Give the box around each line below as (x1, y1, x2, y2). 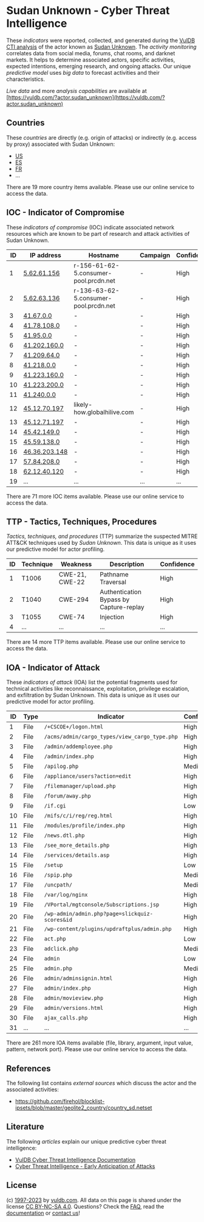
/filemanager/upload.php (44, 782, 116, 790)
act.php (44, 936, 66, 942)
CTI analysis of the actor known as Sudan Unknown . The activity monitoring (6, 43, 197, 50)
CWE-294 (58, 595, 89, 604)
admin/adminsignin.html (44, 975, 113, 982)
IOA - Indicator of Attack (6, 662, 100, 672)
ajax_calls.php (44, 1015, 88, 1021)
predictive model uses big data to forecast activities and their (6, 69, 160, 76)
